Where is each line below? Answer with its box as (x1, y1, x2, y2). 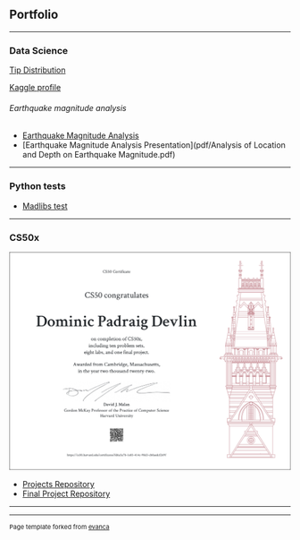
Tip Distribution (9, 64, 66, 75)
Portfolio (9, 7, 59, 22)
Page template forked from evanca (9, 523, 110, 532)
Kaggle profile (9, 82, 62, 93)
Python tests (9, 180, 66, 193)
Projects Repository (21, 479, 96, 490)
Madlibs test (21, 201, 69, 211)
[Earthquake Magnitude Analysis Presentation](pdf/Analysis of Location (21, 140, 286, 150)
